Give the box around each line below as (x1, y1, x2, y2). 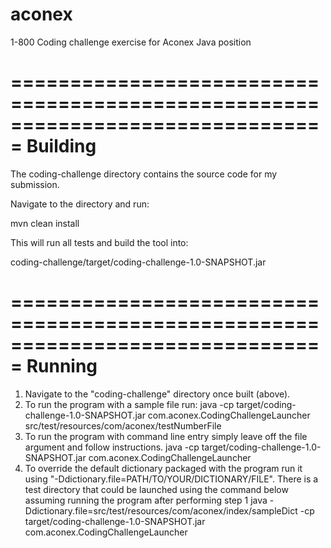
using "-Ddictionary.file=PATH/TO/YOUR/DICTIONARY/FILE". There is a (24, 473, 319, 485)
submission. (10, 178, 60, 190)
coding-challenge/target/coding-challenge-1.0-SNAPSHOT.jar (10, 256, 267, 268)
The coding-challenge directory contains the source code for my (10, 168, 278, 180)
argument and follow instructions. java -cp (24, 441, 200, 453)
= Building (10, 135, 97, 158)
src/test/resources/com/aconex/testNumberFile (24, 419, 222, 432)
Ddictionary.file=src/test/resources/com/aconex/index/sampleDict (24, 504, 298, 517)
